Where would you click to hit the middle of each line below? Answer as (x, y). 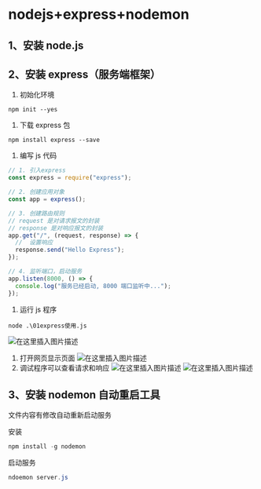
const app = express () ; (47, 199)
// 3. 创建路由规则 (37, 213)
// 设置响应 (34, 243)
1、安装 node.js (46, 45)
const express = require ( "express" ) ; (70, 178)
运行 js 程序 (38, 309)
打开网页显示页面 (47, 358)
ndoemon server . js (38, 478)
